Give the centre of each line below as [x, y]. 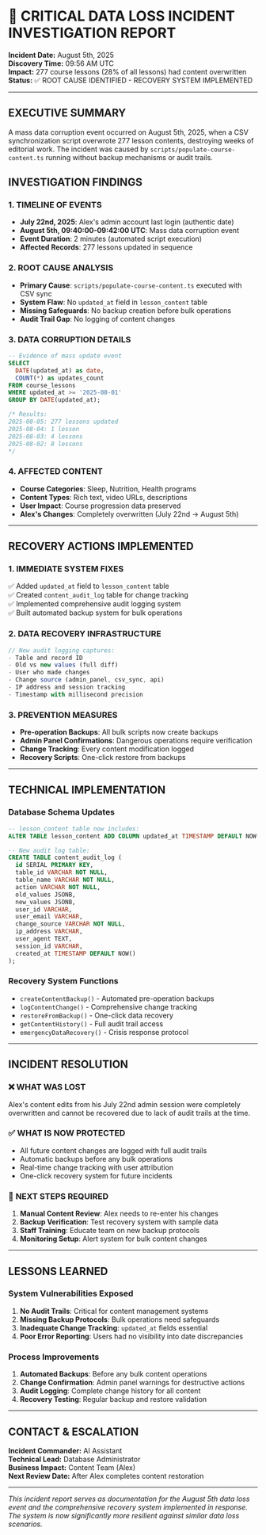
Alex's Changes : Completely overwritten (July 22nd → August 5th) [129, 514]
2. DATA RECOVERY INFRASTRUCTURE [85, 634]
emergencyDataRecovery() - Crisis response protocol [104, 1032]
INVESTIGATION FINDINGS [75, 183]
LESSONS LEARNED [58, 1271]
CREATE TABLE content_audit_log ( [65, 858]
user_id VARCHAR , [44, 909]
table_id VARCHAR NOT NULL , [62, 873]
